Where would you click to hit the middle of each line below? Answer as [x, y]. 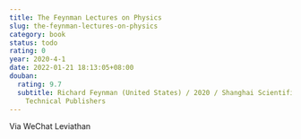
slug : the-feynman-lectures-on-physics [84, 26]
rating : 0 [28, 51]
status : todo [34, 43]
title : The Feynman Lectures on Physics [86, 17]
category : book [38, 34]
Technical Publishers [65, 101]
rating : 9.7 [40, 84]
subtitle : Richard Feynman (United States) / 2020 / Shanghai [136, 92]
